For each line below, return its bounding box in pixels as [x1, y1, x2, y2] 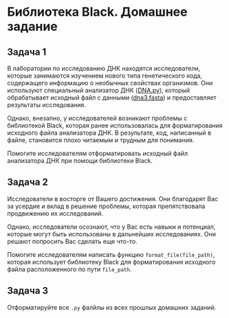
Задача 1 [7, 46, 47, 58]
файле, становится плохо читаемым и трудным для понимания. [7, 136, 195, 144]
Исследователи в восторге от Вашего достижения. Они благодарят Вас [7, 194, 219, 203]
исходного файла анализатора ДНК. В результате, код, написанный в [7, 128, 212, 137]
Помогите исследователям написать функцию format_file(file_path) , [7, 250, 215, 258]
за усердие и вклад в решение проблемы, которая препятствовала [7, 202, 206, 210]
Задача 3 [7, 285, 49, 297]
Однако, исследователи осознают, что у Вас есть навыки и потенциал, [7, 223, 216, 231]
